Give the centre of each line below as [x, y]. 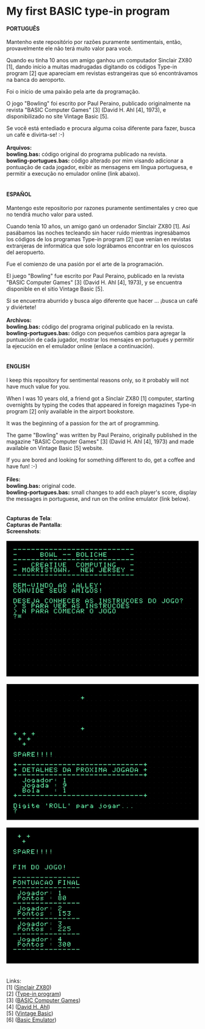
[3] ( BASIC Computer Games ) [44, 1000]
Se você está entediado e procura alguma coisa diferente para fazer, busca [101, 128]
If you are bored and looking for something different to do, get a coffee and [101, 460]
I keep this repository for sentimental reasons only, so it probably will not [98, 380]
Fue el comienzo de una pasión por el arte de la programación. [85, 264]
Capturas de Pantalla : [34, 525]
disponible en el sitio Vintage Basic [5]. [55, 289]
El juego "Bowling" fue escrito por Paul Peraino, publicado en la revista [95, 275]
